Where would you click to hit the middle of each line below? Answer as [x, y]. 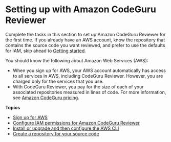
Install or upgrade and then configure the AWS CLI [66, 128]
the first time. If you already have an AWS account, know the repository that [85, 40]
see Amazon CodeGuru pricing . [46, 98]
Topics [13, 107]
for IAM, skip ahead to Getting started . [46, 51]
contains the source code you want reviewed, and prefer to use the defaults [85, 45]
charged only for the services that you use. [58, 81]
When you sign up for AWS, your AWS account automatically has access [89, 70]
